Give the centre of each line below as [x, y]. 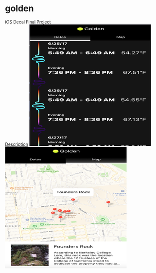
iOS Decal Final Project [28, 22]
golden [19, 9]
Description [17, 144]
